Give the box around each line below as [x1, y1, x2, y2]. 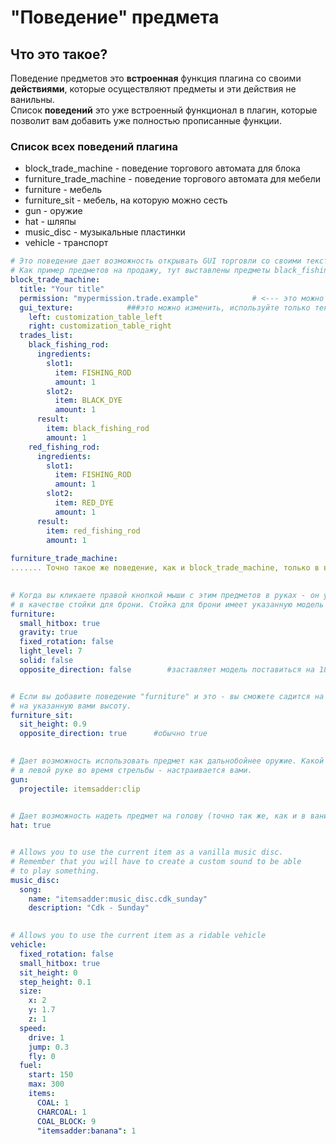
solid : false [19, 656, 74, 666]
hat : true [10, 821, 52, 831]
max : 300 [28, 1079, 65, 1090]
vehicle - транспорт [24, 237, 109, 249]
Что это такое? [10, 46, 108, 63]
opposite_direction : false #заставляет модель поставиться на [19, 664, 315, 675]
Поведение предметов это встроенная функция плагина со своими [10, 72, 302, 84]
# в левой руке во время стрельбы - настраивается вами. [10, 765, 253, 775]
